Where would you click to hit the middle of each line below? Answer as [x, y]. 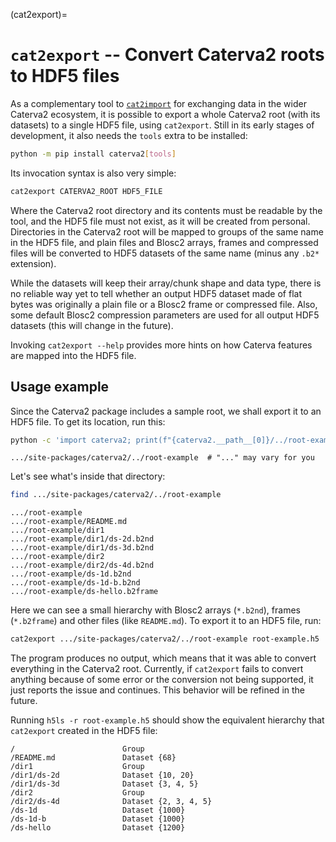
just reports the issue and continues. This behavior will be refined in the [157, 690]
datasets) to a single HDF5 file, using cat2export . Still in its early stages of [162, 125]
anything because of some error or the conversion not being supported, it [162, 680]
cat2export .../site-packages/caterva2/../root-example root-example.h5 [165, 639]
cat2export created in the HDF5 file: [84, 731]
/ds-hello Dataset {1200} [98, 828]
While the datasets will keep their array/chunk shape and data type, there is [166, 283]
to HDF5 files [65, 76]
